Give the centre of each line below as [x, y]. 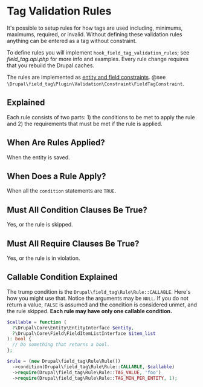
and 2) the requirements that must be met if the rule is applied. [85, 124]
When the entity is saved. [38, 157]
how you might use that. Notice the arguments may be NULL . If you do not [98, 298]
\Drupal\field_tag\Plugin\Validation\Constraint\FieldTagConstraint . [96, 84]
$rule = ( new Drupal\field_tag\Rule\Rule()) [64, 362]
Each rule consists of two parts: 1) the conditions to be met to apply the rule [101, 117]
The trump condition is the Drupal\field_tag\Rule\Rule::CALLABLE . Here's [99, 291]
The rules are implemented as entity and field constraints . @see [86, 77]
